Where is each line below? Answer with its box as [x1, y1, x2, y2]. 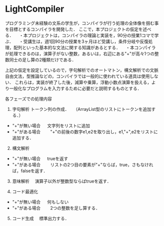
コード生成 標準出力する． [12, 215, 69, 221]
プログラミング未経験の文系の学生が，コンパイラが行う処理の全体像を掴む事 [5, 20, 159, 26]
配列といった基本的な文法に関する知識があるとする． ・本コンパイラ [13, 44, 156, 50]
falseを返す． [20, 167, 48, 174]
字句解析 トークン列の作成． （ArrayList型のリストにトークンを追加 [12, 106, 152, 112]
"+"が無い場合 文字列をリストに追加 [12, 123, 90, 128]
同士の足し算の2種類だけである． [9, 57, 77, 62]
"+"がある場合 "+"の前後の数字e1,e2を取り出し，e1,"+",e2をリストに [12, 128, 158, 135]
